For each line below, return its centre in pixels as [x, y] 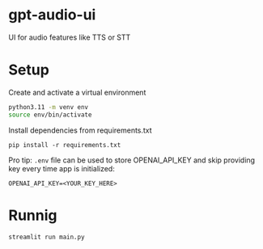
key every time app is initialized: [62, 168]
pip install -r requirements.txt [65, 145]
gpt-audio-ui [52, 15]
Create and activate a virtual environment [77, 92]
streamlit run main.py [47, 237]
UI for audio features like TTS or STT [70, 37]
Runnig [33, 215]
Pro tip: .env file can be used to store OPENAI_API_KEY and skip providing [132, 160]
